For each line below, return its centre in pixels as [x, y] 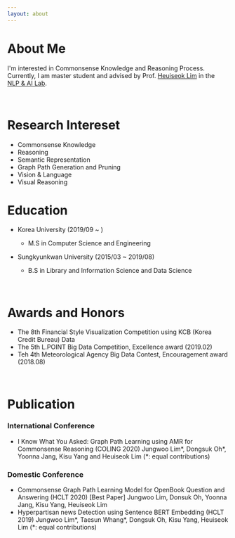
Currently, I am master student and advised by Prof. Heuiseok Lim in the [111, 75]
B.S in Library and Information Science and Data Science [110, 271]
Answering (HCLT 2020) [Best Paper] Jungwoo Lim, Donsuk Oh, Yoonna [122, 497]
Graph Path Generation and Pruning [69, 167]
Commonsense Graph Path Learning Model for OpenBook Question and [121, 490]
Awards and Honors [66, 313]
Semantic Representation [54, 160]
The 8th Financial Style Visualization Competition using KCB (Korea [114, 332]
